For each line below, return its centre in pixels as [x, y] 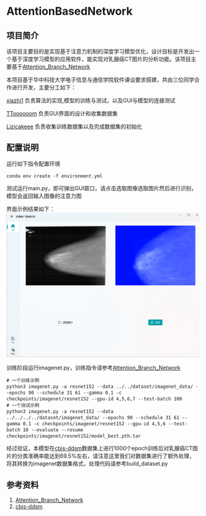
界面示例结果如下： [31, 209]
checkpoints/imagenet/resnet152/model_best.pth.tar [74, 436]
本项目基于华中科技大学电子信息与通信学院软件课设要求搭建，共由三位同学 [100, 80]
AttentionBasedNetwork [70, 11]
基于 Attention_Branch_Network [51, 67]
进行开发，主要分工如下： [44, 87]
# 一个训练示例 [23, 381]
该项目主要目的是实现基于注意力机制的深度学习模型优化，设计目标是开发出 [100, 51]
